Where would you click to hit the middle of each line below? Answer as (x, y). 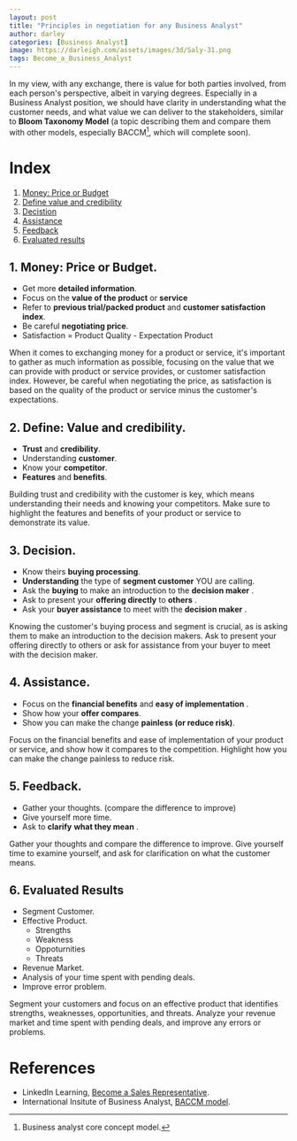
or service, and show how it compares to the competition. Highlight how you (148, 749)
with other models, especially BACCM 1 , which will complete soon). (130, 131)
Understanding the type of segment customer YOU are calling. (138, 582)
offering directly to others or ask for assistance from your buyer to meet (140, 645)
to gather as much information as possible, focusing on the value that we (142, 362)
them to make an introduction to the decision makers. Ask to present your (143, 636)
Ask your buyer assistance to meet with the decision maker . (134, 609)
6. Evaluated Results (67, 890)
